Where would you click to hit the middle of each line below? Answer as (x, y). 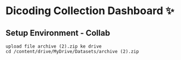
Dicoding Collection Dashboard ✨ (90, 11)
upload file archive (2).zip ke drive (54, 46)
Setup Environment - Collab (58, 33)
